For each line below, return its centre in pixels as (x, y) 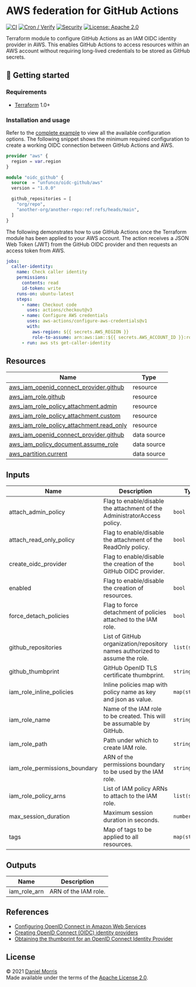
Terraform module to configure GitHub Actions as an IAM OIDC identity (91, 38)
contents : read (40, 283)
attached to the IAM (130, 620)
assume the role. (126, 659)
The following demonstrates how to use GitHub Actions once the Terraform (96, 232)
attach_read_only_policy (42, 540)
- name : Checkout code (49, 305)
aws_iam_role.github (37, 397)
